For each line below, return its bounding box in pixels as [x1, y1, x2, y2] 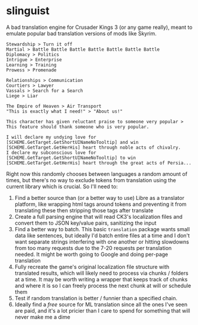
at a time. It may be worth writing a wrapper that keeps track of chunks [14, 275, 188, 283]
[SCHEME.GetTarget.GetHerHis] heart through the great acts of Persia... [6, 160, 192, 166]
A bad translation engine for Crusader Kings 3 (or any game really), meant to [6, 24, 193, 31]
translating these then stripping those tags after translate [14, 206, 154, 214]
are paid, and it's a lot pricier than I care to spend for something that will [14, 307, 190, 314]
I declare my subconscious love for [6, 149, 96, 156]
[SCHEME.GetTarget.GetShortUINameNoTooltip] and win [6, 139, 139, 145]
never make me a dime [14, 313, 71, 320]
